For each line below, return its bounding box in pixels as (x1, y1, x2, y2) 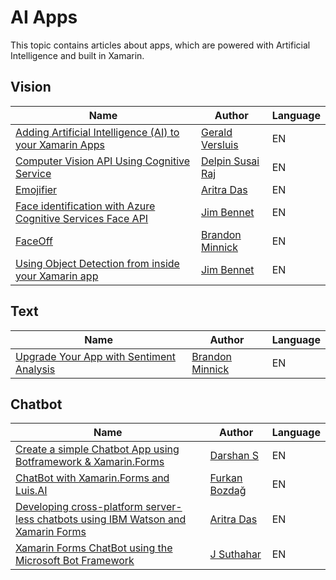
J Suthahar (209, 547, 262, 561)
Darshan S (209, 449, 260, 463)
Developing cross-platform (15, 500, 143, 514)
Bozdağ (209, 484, 247, 498)
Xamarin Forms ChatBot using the (15, 541, 173, 555)
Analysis (15, 362, 56, 376)
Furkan (209, 471, 243, 485)
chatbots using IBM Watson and (36, 512, 187, 526)
